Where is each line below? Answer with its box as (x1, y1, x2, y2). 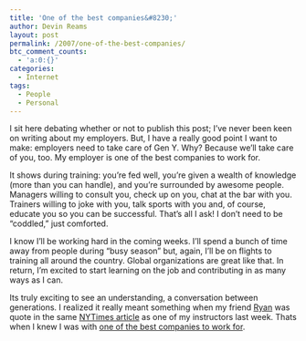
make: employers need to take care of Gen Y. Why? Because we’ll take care (9, 142, 294, 153)
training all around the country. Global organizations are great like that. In (9, 255, 284, 266)
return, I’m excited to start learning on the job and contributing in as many (9, 265, 286, 276)
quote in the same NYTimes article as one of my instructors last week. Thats (9, 312, 297, 323)
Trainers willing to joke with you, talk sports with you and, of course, (9, 199, 267, 210)
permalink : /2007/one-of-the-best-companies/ (9, 38, 185, 48)
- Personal (17, 98, 59, 108)
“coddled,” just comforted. (9, 218, 109, 229)
